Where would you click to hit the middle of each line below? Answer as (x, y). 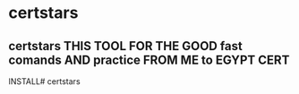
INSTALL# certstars (45, 81)
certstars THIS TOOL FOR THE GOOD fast (125, 46)
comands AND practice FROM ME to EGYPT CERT (149, 60)
